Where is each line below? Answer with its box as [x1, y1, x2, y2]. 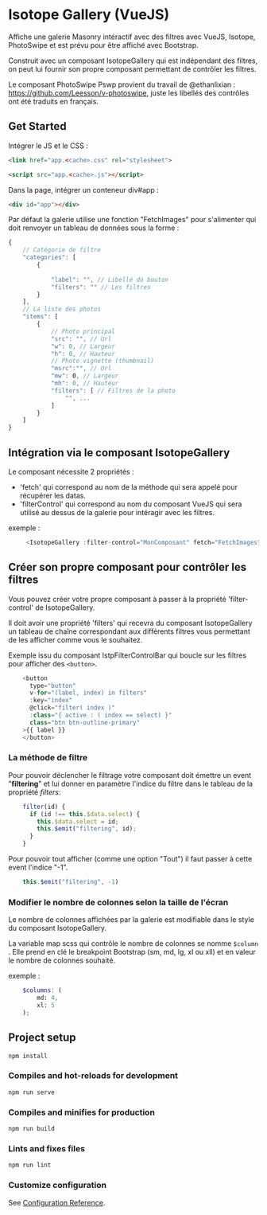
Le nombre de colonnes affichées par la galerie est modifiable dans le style [8, 915, 254, 924]
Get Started [8, 119, 67, 133]
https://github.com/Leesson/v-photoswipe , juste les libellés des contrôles [8, 88, 250, 97]
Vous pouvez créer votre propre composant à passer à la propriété [8, 594, 226, 604]
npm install [8, 1052, 48, 1060]
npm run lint [8, 1161, 52, 1170]
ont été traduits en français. [8, 96, 99, 106]
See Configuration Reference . [8, 1197, 106, 1207]
